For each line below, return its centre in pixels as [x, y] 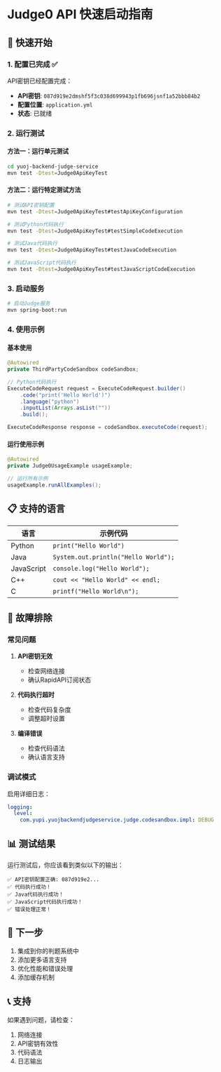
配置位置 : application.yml [55, 104]
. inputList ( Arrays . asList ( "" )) [65, 408]
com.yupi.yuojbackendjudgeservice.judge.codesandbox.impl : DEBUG [117, 820]
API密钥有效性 [38, 1043]
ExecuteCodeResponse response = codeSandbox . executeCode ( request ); [108, 428]
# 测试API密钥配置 [31, 205]
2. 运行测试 [26, 133]
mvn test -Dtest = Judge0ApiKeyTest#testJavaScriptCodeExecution [101, 270]
